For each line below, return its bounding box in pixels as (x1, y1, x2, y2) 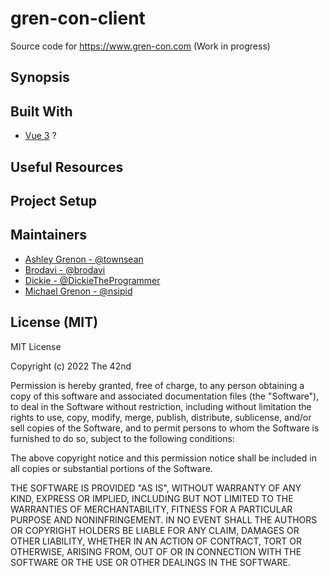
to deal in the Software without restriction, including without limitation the (10, 400, 312, 412)
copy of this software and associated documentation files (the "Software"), (10, 390, 320, 402)
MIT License (10, 340, 62, 352)
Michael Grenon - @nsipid (24, 285, 133, 297)
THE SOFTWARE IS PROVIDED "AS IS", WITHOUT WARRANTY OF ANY (10, 482, 302, 494)
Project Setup (10, 192, 98, 209)
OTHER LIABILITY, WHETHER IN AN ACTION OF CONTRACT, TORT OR (10, 535, 302, 547)
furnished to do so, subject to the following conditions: (10, 432, 235, 444)
